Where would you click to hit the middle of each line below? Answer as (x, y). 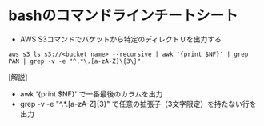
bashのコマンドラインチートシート (123, 16)
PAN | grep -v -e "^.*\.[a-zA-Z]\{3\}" (75, 61)
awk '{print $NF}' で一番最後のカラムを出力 (91, 94)
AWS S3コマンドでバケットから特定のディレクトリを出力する (121, 39)
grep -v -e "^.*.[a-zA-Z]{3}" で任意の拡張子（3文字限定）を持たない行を (138, 104)
